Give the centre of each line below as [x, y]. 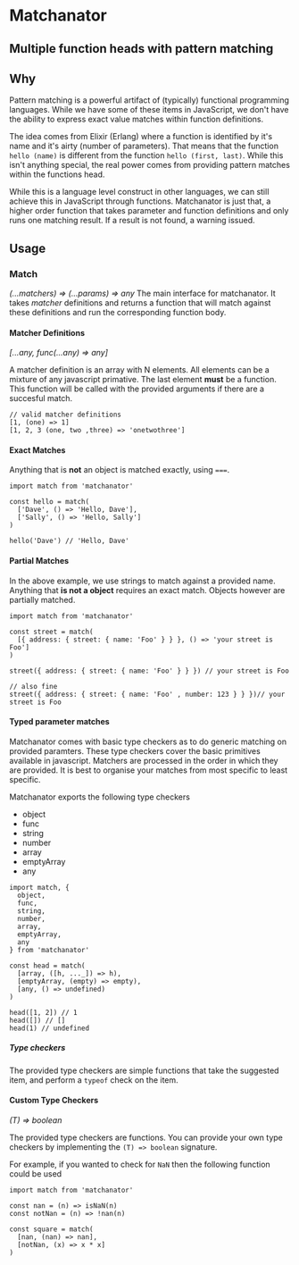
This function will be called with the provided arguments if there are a [137, 389]
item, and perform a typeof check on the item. [94, 1080]
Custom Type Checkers [54, 1101]
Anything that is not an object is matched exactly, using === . [120, 470]
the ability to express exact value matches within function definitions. [137, 119]
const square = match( [51, 1229]
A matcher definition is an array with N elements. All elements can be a [139, 370]
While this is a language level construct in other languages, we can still [139, 192]
